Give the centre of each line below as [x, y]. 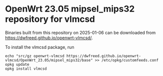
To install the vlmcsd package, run [40, 47]
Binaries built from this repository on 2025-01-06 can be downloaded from [80, 32]
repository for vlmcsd [50, 19]
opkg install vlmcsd [26, 69]
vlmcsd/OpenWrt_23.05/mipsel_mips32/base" [49, 60]
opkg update [17, 64]
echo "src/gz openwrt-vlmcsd [35, 56]
